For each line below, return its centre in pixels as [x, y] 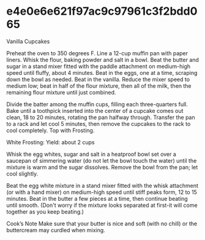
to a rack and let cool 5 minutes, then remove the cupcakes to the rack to [99, 123]
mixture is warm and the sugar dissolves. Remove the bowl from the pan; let [102, 167]
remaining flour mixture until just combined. [61, 92]
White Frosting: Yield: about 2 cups [50, 142]
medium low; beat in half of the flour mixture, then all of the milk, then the [99, 86]
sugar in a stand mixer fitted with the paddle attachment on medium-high [99, 66]
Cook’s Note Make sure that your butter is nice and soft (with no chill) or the [102, 223]
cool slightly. [22, 174]
